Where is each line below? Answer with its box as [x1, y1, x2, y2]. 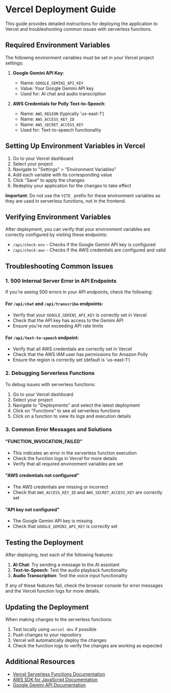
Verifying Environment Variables [5, 213, 111, 221]
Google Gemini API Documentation [12, 682, 86, 688]
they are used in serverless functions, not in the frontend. [5, 198, 126, 204]
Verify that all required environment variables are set [12, 460, 124, 467]
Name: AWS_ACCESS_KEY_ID [20, 116, 75, 122]
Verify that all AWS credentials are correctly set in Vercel [12, 346, 132, 352]
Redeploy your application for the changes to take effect [12, 182, 132, 188]
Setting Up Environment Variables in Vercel [5, 142, 145, 151]
